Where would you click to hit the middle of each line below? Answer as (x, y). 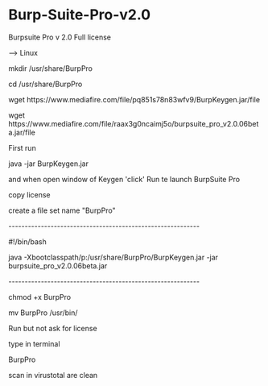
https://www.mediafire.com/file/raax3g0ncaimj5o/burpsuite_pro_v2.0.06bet (134, 123)
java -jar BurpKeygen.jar (48, 164)
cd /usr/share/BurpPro (45, 84)
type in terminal (34, 343)
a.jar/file (22, 132)
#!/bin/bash (27, 241)
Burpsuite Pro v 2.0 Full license (60, 37)
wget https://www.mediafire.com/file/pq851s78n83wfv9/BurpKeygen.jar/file (134, 99)
